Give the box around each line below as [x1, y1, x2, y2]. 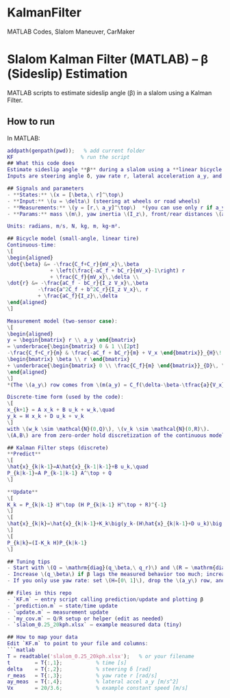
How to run [7, 116, 55, 127]
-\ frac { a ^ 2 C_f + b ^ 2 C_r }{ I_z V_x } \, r [37, 286, 149, 293]
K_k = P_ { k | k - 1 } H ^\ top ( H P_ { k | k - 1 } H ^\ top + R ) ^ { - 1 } [7, 501, 167, 508]
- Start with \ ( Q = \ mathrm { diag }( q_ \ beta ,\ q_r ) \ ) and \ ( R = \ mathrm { [7, 564, 216, 571]
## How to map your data [7, 634, 78, 641]
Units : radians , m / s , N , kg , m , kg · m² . [7, 223, 121, 230]
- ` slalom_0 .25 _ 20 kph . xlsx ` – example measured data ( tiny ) [7, 621, 183, 628]
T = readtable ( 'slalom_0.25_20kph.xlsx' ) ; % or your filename [7, 653, 194, 660]
